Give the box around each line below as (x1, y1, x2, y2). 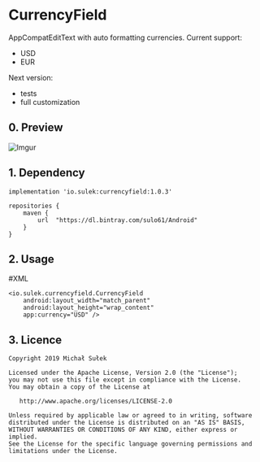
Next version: (8, 72, 54, 82)
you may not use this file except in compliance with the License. (8, 376, 242, 384)
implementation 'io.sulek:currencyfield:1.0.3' (8, 187, 173, 196)
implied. (8, 433, 38, 441)
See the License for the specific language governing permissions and (8, 440, 253, 448)
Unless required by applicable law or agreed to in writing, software (8, 412, 253, 420)
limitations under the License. (8, 447, 118, 455)
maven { (23, 209, 49, 217)
